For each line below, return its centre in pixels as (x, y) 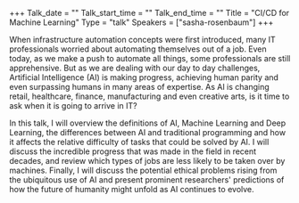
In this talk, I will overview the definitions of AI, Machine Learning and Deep (148, 123)
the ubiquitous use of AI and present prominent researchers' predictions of (147, 180)
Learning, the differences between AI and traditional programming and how (148, 132)
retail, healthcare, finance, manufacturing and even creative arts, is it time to (149, 96)
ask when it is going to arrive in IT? (73, 106)
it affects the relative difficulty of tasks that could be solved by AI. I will (139, 142)
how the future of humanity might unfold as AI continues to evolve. (132, 189)
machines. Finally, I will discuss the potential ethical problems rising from (143, 170)
